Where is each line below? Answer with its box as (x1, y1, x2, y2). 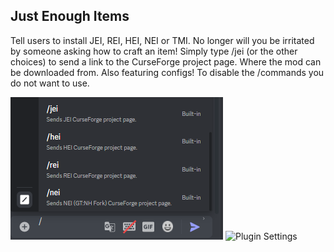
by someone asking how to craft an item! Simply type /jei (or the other (10, 45, 298, 57)
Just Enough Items (10, 8, 130, 25)
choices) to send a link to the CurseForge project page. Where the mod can (10, 55, 322, 68)
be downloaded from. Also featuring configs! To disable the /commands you (10, 66, 325, 78)
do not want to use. (10, 77, 90, 89)
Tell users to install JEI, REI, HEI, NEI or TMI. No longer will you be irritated (10, 34, 315, 46)
